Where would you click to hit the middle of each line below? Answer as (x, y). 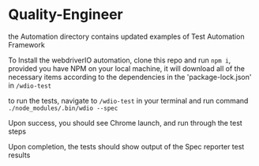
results (19, 155)
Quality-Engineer (66, 15)
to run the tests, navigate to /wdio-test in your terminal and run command (128, 100)
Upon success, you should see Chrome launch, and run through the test (125, 123)
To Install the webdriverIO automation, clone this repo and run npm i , (120, 60)
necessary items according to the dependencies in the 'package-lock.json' (130, 77)
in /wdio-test (30, 85)
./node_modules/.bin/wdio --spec (63, 108)
